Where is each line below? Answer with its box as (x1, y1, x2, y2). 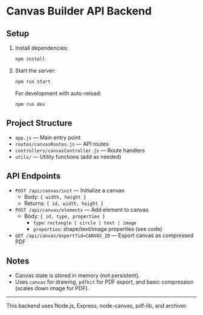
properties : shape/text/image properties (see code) (33, 226, 163, 233)
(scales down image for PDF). (14, 285, 89, 292)
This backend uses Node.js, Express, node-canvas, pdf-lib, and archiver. (6, 302, 188, 310)
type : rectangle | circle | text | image (33, 219, 137, 226)
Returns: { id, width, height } (24, 200, 104, 207)
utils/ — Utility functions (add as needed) (14, 153, 122, 161)
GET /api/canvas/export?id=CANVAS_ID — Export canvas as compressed (14, 232, 194, 239)
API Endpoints (6, 170, 61, 181)
